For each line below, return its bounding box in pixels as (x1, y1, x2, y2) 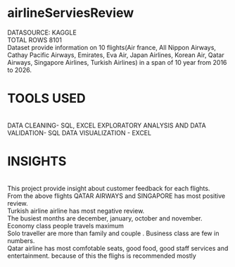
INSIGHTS (7, 154, 67, 170)
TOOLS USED (7, 90, 86, 106)
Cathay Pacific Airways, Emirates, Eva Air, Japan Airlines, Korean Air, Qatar (7, 51, 224, 59)
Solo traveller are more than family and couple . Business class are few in (7, 229, 220, 237)
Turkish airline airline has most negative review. (7, 206, 145, 215)
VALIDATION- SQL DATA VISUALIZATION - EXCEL (7, 128, 152, 137)
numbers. (7, 236, 35, 244)
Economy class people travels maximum (7, 221, 125, 230)
